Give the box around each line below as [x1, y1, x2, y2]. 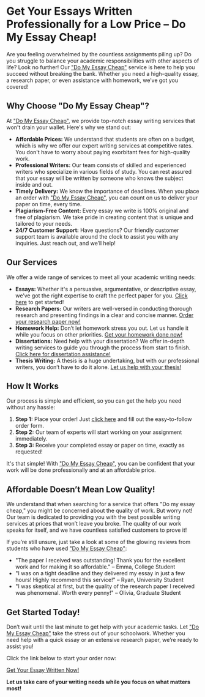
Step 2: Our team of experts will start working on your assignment [15, 428, 182, 436]
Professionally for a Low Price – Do [6, 17, 186, 31]
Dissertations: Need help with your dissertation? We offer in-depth [15, 337, 185, 345]
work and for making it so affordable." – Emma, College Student [15, 563, 176, 570]
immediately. [15, 435, 48, 442]
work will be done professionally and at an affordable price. [6, 466, 156, 474]
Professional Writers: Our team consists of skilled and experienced [15, 161, 187, 169]
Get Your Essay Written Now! [6, 666, 80, 674]
